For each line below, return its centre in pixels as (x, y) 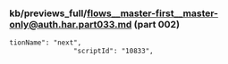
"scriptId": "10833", (113, 52)
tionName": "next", (46, 43)
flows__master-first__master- (152, 13)
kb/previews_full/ (48, 13)
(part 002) (157, 24)
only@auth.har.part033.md (71, 24)
